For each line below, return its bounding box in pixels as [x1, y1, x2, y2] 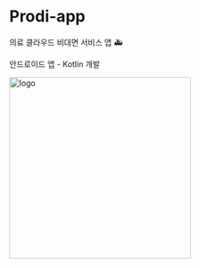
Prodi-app [9, 6, 86, 27]
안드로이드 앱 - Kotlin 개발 [9, 58, 101, 69]
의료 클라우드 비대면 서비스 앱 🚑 [9, 37, 123, 47]
